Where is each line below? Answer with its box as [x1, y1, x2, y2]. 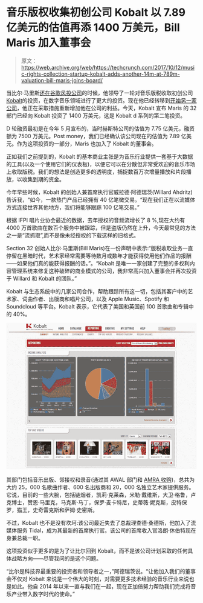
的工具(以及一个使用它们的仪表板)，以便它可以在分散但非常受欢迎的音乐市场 [6, 160, 196, 167]
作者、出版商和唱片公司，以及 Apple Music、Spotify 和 [32, 295, 169, 302]
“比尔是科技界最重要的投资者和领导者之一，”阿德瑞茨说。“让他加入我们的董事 [6, 568, 196, 575]
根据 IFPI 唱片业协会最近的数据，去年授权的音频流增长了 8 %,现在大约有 [6, 216, 185, 224]
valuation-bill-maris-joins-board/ [21, 76, 103, 84]
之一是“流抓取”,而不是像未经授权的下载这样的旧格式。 [6, 232, 139, 239]
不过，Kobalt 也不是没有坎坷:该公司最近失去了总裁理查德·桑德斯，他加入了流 [6, 519, 196, 527]
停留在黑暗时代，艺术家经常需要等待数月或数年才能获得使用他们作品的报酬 [6, 252, 192, 259]
